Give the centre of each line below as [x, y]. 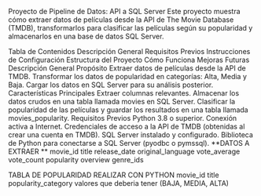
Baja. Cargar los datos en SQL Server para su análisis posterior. [111, 85]
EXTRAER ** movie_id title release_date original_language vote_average [124, 151]
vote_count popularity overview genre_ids [76, 160]
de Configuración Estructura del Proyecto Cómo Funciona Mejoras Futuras [129, 60]
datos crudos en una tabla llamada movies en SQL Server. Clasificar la [122, 102]
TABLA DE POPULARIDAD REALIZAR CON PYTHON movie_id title [114, 175]
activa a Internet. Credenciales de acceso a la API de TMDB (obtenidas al [127, 126]
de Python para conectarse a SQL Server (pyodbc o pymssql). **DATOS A [129, 143]
